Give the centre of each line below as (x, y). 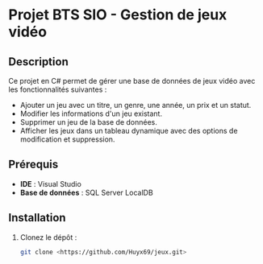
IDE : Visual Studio (51, 184)
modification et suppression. (67, 139)
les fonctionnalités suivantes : (58, 89)
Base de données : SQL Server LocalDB (86, 192)
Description (38, 62)
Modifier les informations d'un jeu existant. (91, 113)
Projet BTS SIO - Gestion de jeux (118, 15)
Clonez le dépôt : (48, 237)
